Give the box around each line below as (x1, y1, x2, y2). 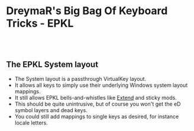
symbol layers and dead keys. (14, 106, 88, 113)
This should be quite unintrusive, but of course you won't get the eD (14, 100, 181, 107)
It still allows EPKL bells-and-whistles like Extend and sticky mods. (14, 94, 177, 101)
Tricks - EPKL (6, 17, 74, 30)
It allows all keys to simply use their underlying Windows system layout (14, 81, 188, 89)
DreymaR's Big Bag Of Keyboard (6, 4, 168, 18)
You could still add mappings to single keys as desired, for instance (14, 113, 179, 120)
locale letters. (14, 119, 48, 126)
